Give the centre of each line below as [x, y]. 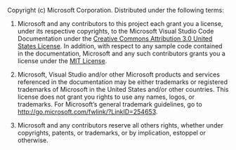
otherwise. [33, 140]
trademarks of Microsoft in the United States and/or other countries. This [123, 89]
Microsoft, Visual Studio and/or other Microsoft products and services [118, 74]
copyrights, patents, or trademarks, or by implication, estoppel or [111, 133]
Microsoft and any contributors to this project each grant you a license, [120, 23]
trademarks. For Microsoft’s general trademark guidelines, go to [110, 104]
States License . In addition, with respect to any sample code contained [120, 46]
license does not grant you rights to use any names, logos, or [106, 97]
